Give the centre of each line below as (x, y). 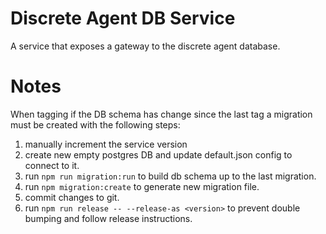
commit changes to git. (72, 197)
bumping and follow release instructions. (108, 218)
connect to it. (52, 165)
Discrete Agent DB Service (123, 18)
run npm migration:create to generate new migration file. (142, 186)
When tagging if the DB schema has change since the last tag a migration (161, 114)
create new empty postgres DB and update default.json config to (158, 154)
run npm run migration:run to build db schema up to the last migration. (170, 176)
